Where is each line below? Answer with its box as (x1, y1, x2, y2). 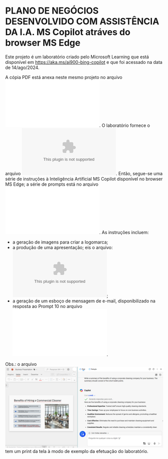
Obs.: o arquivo (5, 361, 37, 367)
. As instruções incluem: (99, 229, 149, 235)
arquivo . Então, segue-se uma (5, 170, 163, 176)
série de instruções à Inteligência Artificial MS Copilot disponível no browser (5, 176, 163, 182)
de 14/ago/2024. (5, 64, 40, 70)
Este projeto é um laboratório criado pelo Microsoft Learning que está (5, 53, 149, 60)
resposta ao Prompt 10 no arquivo (12, 303, 83, 309)
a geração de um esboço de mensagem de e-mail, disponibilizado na (12, 297, 155, 304)
